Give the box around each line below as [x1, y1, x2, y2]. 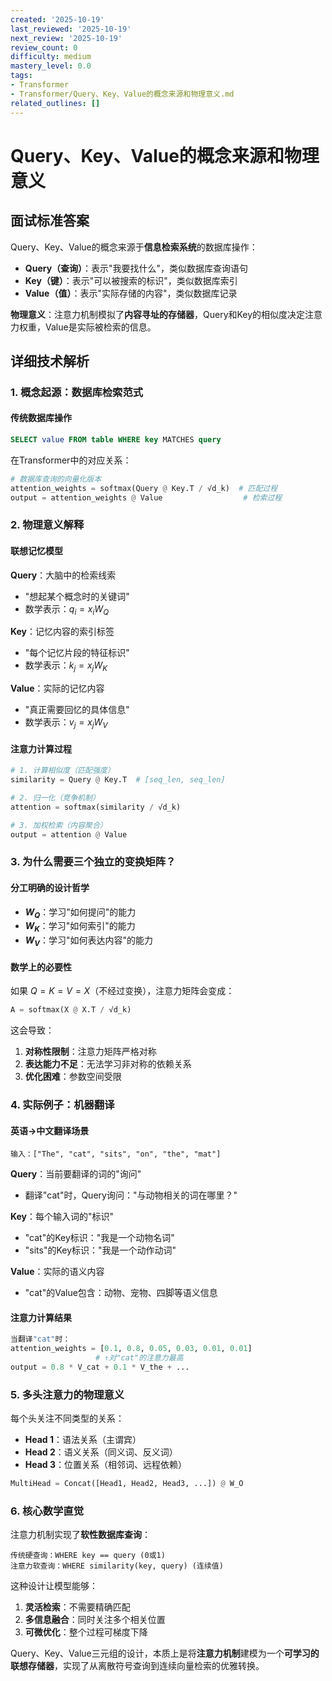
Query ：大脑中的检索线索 [10, 569, 117, 581]
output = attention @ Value [10, 829, 128, 840]
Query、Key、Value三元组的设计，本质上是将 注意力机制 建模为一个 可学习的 [10, 1647, 320, 1660]
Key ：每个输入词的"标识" [10, 1211, 115, 1223]
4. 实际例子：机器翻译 [10, 1098, 115, 1111]
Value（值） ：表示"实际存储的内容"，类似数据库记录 [24, 287, 238, 299]
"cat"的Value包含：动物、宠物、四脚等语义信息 [24, 1287, 218, 1299]
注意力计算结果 [10, 1311, 72, 1323]
